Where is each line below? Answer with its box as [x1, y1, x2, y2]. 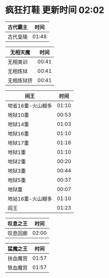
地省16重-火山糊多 [7, 102, 53, 109]
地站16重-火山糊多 [7, 195, 53, 202]
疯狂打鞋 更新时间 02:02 [5, 4, 105, 16]
